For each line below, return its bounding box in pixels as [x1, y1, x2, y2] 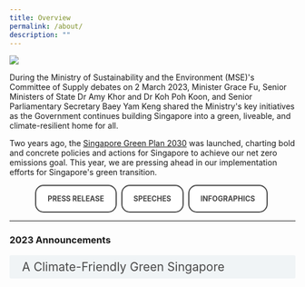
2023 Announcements [9, 233, 112, 246]
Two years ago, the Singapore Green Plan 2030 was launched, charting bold [9, 138, 295, 149]
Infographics [200, 194, 256, 204]
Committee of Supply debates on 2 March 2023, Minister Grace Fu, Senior [9, 82, 288, 93]
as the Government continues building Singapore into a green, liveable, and [9, 111, 291, 122]
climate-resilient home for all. [9, 120, 119, 132]
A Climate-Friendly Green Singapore [22, 259, 225, 274]
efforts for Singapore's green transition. [9, 167, 157, 178]
